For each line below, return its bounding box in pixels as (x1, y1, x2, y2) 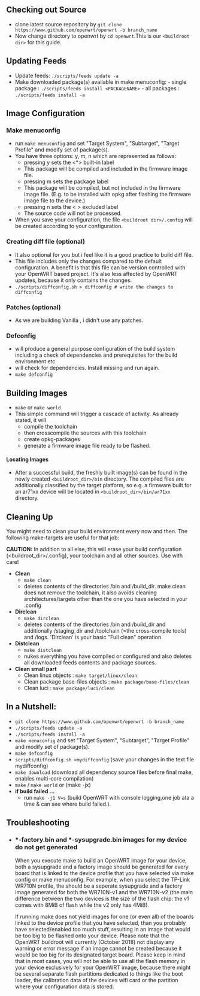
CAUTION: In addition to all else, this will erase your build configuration (6, 546, 182, 553)
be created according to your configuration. (14, 223, 123, 230)
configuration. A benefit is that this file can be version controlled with (14, 263, 186, 271)
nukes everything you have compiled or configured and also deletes (23, 652, 192, 660)
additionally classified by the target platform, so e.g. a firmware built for (14, 482, 192, 489)
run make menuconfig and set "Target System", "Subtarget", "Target (14, 140, 180, 147)
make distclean (23, 648, 62, 654)
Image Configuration (6, 108, 85, 119)
